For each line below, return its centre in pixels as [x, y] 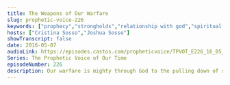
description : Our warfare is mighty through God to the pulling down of [113, 71]
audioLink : [23, 52]
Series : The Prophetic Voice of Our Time [67, 58]
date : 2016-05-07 [32, 45]
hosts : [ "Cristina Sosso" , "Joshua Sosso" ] [68, 33]
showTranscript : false [39, 39]
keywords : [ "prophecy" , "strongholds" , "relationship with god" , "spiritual [115, 26]
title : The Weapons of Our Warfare [58, 13]
